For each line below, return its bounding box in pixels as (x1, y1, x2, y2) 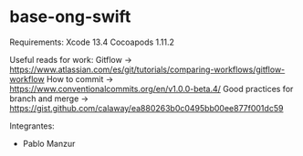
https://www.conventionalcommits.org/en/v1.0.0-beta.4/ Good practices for (9, 83, 294, 94)
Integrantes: (9, 120, 55, 131)
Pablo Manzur (22, 138, 76, 149)
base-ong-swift (9, 6, 131, 27)
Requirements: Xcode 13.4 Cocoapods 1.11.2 (9, 36, 175, 47)
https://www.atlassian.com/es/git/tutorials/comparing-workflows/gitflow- (9, 64, 286, 75)
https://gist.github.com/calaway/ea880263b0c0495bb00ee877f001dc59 (9, 102, 284, 113)
